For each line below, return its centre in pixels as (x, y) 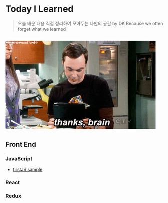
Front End (21, 144)
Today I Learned (39, 9)
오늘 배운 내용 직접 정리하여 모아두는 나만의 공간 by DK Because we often (90, 23)
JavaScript (19, 158)
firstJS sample (27, 170)
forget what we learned (42, 29)
